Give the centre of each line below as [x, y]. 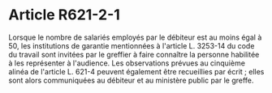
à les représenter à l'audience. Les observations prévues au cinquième [127, 63]
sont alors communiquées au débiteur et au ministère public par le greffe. [131, 80]
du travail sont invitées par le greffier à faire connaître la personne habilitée [134, 54]
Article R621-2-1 [64, 15]
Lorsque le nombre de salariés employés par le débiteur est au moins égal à [135, 37]
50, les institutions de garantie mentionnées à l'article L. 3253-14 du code [132, 45]
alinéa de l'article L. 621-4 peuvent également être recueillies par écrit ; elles [136, 71]
